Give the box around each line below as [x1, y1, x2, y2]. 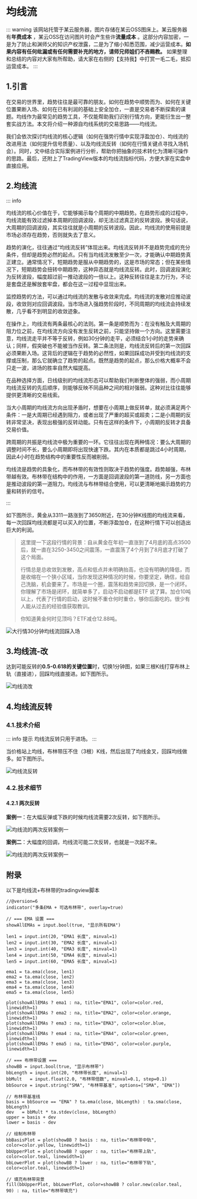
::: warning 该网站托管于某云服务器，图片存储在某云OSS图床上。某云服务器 [6, 26, 188, 33]
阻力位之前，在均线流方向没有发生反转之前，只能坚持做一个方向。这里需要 [6, 327, 186, 334]
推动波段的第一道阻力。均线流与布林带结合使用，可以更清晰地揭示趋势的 [11, 480, 186, 487]
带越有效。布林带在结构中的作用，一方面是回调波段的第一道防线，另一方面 [6, 473, 186, 480]
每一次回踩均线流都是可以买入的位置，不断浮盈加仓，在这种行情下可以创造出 [6, 518, 191, 526]
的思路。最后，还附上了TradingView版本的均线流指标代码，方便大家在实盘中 [6, 155, 191, 162]
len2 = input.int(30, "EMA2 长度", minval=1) [6, 940, 117, 946]
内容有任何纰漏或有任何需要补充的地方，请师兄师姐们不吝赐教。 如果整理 [11, 48, 188, 55]
